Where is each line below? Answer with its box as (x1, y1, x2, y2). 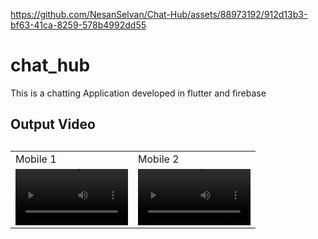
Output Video (10, 116, 96, 133)
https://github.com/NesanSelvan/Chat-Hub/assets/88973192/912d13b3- (10, 9, 308, 20)
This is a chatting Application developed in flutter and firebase (10, 87, 267, 99)
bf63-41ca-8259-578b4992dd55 (10, 19, 147, 31)
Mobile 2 (138, 152, 180, 166)
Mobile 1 (15, 152, 57, 166)
